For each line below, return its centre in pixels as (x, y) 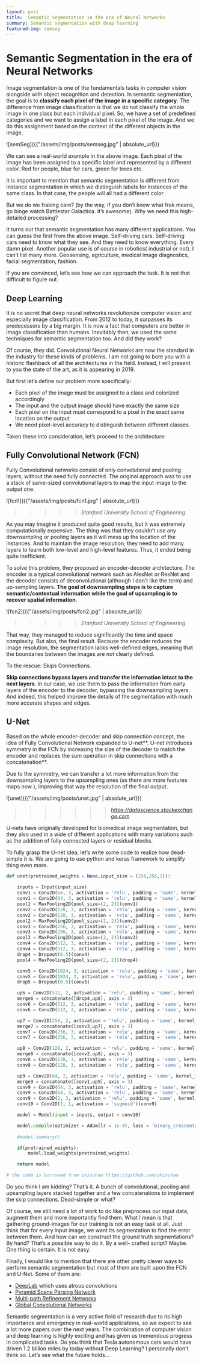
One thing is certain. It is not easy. (48, 1249)
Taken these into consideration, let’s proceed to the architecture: (86, 436)
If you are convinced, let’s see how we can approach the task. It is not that (98, 273)
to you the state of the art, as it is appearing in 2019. (71, 369)
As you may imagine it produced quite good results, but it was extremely (96, 524)
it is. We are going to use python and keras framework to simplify (104, 858)
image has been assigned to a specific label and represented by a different (99, 163)
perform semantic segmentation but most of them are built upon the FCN (97, 1268)
